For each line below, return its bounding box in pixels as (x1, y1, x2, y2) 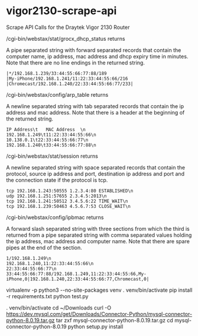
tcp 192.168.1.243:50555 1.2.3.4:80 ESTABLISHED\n (6, 188, 134, 194)
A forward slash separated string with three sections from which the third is (6, 225, 190, 232)
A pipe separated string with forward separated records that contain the (6, 46, 181, 54)
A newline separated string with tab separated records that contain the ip (6, 102, 184, 110)
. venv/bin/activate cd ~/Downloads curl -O (6, 304, 111, 311)
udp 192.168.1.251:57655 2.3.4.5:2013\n (6, 193, 108, 199)
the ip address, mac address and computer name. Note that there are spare (6, 237, 190, 244)
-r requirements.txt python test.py (6, 292, 89, 299)
